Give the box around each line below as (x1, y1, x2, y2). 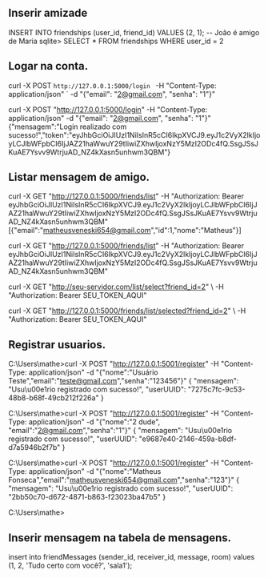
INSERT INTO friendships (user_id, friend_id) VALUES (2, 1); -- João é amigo (8, 27, 260, 37)
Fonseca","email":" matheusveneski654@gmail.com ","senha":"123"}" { (8, 476, 240, 485)
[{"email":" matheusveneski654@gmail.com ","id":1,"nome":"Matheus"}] (8, 226, 242, 235)
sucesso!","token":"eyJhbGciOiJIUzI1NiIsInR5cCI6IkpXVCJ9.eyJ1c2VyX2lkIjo (8, 130, 261, 139)
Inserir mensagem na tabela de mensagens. (8, 531, 232, 544)
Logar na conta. (8, 59, 89, 73)
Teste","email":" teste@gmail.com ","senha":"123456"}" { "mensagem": (8, 376, 239, 386)
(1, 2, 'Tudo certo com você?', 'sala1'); (8, 560, 133, 571)
